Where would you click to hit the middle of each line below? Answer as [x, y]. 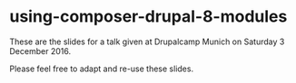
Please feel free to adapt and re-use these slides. [101, 69]
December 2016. [40, 51]
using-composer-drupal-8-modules [148, 17]
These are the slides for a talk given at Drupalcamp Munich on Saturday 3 [147, 41]
